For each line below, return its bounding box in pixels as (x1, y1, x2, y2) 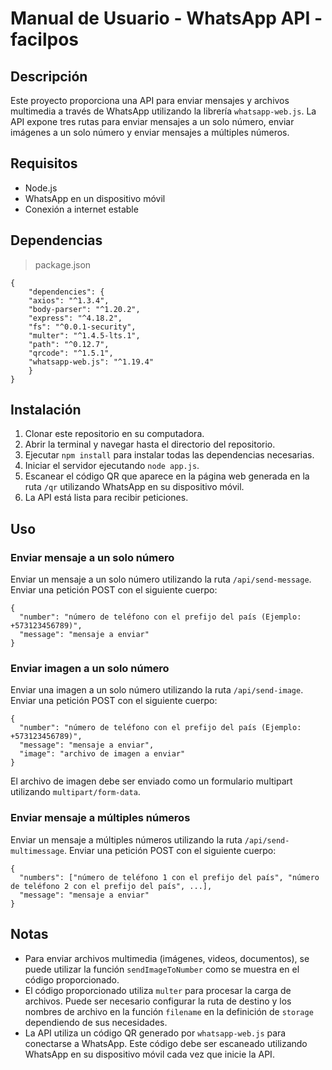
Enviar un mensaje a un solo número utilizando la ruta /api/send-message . (10, 573, 312, 586)
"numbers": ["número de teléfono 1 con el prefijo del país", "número (19, 872, 320, 882)
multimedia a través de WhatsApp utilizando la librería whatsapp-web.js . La (10, 105, 317, 117)
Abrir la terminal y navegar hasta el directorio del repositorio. (24, 438, 276, 451)
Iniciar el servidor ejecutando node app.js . (24, 460, 200, 472)
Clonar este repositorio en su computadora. (24, 428, 205, 440)
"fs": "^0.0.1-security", (28, 322, 137, 332)
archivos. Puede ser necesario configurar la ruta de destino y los (24, 995, 292, 1007)
